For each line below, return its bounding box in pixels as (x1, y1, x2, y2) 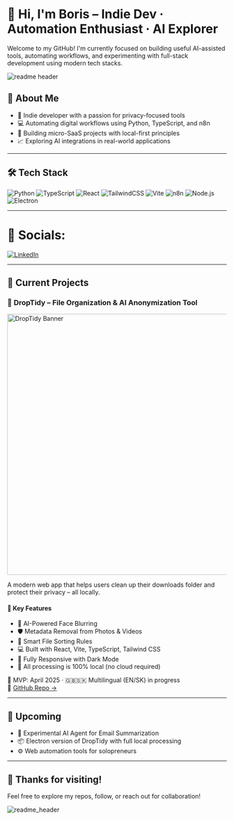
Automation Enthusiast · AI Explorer (7, 21, 218, 37)
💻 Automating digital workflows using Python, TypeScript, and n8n (17, 118, 210, 127)
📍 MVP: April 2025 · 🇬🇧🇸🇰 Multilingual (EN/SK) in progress (7, 676, 180, 684)
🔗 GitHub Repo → (7, 684, 57, 692)
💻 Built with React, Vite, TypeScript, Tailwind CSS (17, 645, 161, 654)
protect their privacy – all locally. (7, 588, 100, 597)
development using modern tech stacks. (7, 58, 123, 67)
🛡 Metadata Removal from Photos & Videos (17, 627, 143, 636)
